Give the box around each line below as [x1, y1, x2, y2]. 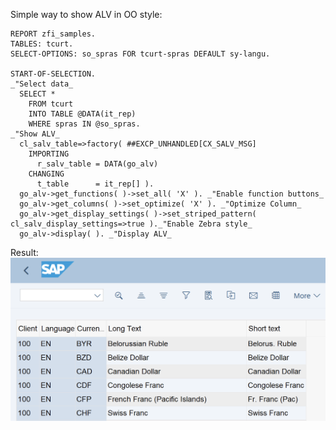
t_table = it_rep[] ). [36, 179, 155, 189]
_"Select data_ [10, 79, 74, 89]
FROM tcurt [28, 99, 74, 109]
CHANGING [28, 169, 65, 179]
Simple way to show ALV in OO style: [10, 9, 163, 20]
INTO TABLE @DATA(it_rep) [28, 109, 137, 119]
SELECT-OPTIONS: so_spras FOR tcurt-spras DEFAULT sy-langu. [10, 49, 271, 59]
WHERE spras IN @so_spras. [28, 119, 141, 129]
